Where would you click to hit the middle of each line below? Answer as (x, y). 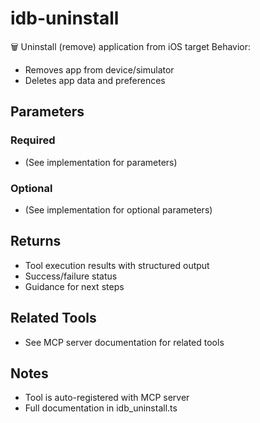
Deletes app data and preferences (95, 80)
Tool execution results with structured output (117, 265)
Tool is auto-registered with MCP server (107, 398)
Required (33, 140)
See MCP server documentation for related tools (124, 342)
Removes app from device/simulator (99, 69)
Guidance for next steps (74, 286)
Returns (36, 241)
